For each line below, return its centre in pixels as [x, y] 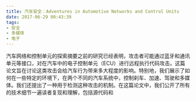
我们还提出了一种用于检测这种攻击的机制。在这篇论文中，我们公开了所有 [103, 85]
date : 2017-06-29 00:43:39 [39, 17]
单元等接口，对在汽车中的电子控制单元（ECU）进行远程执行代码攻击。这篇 [96, 63]
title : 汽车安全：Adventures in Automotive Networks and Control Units [93, 11]
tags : [13, 22]
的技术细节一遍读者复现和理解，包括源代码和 [60, 92]
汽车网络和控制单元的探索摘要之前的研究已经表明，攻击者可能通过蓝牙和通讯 [98, 56]
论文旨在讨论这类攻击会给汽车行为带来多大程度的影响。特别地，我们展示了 [95, 70]
